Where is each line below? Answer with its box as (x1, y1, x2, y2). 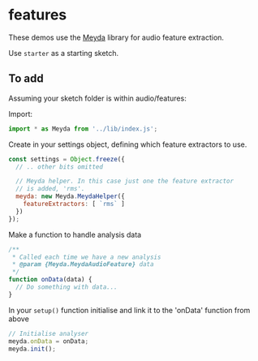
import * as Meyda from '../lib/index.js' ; (8, 124, 158, 133)
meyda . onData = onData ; (8, 337, 89, 346)
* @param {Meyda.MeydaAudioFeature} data (11, 260, 154, 269)
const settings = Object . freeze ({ (8, 155, 126, 163)
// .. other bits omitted (15, 162, 104, 171)
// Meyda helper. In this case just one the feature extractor (15, 177, 234, 186)
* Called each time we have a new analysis (11, 253, 161, 261)
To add (8, 71, 44, 86)
